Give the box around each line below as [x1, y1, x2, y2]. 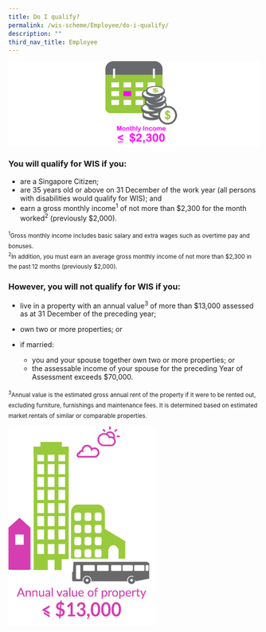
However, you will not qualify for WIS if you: [8, 281, 181, 292]
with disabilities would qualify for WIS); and [19, 193, 162, 203]
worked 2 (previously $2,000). [19, 212, 118, 223]
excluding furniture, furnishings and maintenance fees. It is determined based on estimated [8, 401, 258, 409]
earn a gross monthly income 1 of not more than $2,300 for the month [19, 201, 247, 213]
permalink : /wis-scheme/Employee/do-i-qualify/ [8, 21, 170, 29]
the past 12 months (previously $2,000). [8, 263, 118, 271]
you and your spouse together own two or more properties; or [31, 355, 235, 365]
